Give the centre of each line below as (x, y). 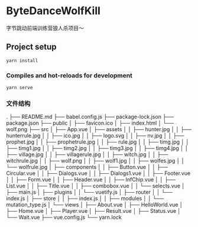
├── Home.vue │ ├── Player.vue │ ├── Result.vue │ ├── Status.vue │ (94, 211)
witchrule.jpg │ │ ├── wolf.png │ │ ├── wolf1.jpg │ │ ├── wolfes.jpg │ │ (95, 161)
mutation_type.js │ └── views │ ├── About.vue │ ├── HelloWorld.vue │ (95, 205)
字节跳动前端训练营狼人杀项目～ (45, 28)
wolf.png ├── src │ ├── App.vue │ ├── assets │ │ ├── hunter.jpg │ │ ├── (99, 129)
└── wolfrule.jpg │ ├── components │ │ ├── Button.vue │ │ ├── (87, 167)
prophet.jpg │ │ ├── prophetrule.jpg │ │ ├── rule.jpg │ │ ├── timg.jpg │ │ (98, 142)
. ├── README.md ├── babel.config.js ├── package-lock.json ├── (90, 117)
